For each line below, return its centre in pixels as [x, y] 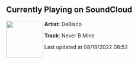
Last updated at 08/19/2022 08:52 [86, 47]
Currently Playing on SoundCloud [69, 10]
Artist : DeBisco [63, 24]
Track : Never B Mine [69, 36]
